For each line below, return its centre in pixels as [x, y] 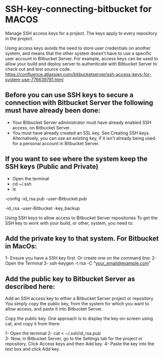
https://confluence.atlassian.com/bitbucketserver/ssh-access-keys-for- [78, 74]
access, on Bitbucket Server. [41, 127]
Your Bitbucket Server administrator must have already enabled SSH [82, 122]
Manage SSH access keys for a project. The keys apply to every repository [81, 33]
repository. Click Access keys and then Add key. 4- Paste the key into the [80, 344]
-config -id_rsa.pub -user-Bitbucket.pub [46, 198]
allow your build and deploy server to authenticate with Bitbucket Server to [81, 64]
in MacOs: [21, 246]
